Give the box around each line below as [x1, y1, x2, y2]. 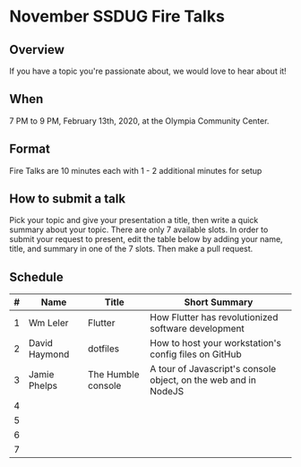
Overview [9, 42, 65, 57]
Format [9, 142, 51, 157]
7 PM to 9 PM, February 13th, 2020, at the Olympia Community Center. [9, 115, 270, 126]
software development [150, 323, 245, 335]
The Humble [88, 368, 141, 381]
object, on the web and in [150, 374, 257, 386]
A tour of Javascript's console [150, 363, 277, 376]
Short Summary [184, 296, 254, 308]
